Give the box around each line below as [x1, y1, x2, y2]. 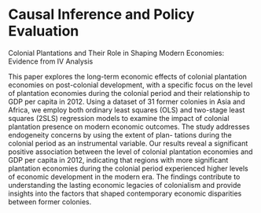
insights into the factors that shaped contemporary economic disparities [8, 189, 242, 198]
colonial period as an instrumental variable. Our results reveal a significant [8, 138, 248, 148]
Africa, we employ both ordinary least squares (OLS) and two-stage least [8, 105, 245, 115]
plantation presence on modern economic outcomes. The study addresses [8, 122, 250, 131]
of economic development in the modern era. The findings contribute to [8, 171, 241, 182]
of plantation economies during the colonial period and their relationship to [8, 88, 250, 97]
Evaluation [8, 22, 79, 40]
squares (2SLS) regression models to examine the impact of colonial [8, 113, 230, 123]
